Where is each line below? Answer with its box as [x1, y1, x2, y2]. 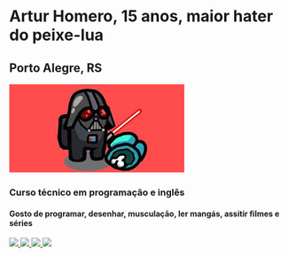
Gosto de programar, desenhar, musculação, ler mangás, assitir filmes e [9, 208, 280, 219]
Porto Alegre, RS [9, 60, 103, 75]
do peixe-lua [9, 25, 105, 45]
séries [9, 217, 33, 228]
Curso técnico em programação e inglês [9, 186, 185, 199]
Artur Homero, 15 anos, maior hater [9, 6, 274, 27]
